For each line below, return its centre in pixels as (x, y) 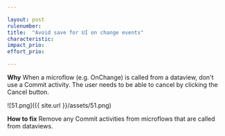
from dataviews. (30, 126)
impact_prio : (26, 46)
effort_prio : (26, 52)
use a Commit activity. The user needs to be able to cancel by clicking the (112, 85)
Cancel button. (28, 92)
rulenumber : (24, 26)
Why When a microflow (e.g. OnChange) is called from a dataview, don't (110, 77)
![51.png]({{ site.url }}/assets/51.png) (60, 105)
